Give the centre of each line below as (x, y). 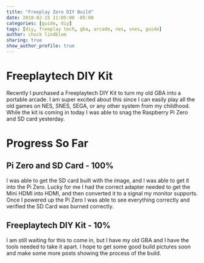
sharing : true (24, 40)
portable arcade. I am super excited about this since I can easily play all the (101, 99)
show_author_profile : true (40, 46)
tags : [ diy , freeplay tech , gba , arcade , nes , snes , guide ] (84, 29)
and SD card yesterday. (36, 119)
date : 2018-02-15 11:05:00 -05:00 (50, 18)
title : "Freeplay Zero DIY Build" (50, 12)
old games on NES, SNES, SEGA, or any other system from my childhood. (98, 106)
